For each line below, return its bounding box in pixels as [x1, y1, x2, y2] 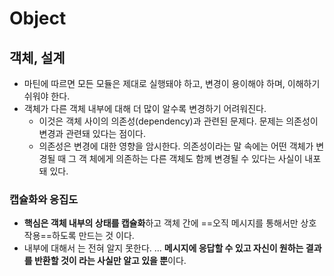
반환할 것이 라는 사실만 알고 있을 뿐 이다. [33, 255, 187, 267]
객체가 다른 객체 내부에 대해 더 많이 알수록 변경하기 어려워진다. [23, 103, 267, 114]
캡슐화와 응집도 [9, 192, 79, 206]
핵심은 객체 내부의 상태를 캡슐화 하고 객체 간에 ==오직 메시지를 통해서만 [23, 217, 299, 229]
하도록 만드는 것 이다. [52, 230, 135, 242]
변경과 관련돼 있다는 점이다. [38, 128, 146, 139]
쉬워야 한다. [23, 90, 71, 102]
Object [9, 7, 67, 30]
